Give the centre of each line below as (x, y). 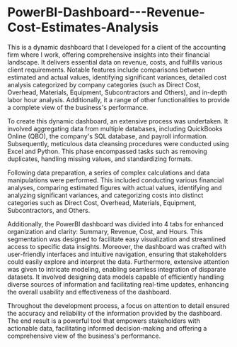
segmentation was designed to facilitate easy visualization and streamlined (117, 239)
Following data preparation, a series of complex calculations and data (109, 172)
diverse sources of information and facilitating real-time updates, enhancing (118, 284)
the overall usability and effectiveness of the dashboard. (89, 292)
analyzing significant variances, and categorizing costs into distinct (105, 195)
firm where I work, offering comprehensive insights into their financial (109, 55)
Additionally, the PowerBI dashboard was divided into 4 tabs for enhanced (115, 224)
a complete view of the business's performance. (78, 107)
